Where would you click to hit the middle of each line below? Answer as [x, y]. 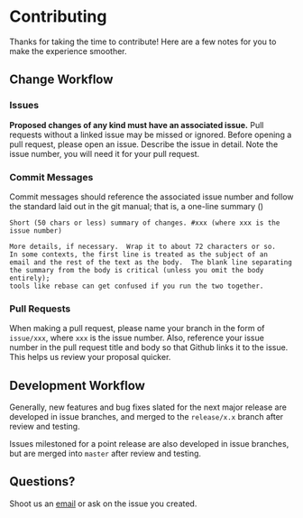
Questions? [42, 481]
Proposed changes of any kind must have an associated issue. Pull [137, 125]
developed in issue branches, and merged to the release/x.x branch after [147, 417]
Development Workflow [78, 385]
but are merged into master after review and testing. [105, 454]
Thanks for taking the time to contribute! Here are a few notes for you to [143, 42]
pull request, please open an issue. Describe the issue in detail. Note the [144, 144]
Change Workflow [61, 80]
